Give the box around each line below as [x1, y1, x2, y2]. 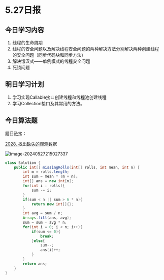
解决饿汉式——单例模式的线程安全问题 [12, 58, 90, 64]
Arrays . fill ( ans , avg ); [23, 215, 71, 220]
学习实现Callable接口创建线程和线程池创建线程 [12, 94, 107, 100]
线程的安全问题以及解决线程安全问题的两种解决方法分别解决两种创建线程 [12, 46, 159, 52]
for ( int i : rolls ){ [23, 183, 65, 188]
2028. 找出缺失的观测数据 [5, 141, 58, 147]
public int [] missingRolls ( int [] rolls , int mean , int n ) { [14, 165, 140, 170]
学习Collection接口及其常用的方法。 [12, 100, 85, 106]
